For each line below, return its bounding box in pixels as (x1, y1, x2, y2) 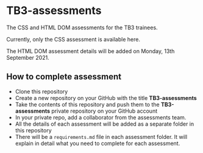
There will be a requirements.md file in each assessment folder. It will (15, 133, 188, 140)
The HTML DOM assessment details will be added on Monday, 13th (6, 47, 175, 55)
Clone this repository (15, 88, 68, 95)
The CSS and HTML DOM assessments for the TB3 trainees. (6, 24, 158, 31)
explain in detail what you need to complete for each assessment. (15, 140, 180, 147)
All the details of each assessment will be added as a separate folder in (15, 120, 194, 127)
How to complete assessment (6, 71, 122, 82)
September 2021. (6, 54, 50, 61)
